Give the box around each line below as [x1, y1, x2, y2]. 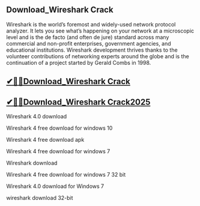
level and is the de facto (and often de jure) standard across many [6, 33, 169, 41]
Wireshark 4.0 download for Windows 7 [6, 183, 105, 190]
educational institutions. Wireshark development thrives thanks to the [6, 46, 178, 53]
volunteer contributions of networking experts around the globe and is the [6, 52, 189, 59]
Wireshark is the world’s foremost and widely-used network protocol [6, 20, 176, 28]
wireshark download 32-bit [6, 195, 73, 202]
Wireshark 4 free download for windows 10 [6, 124, 113, 132]
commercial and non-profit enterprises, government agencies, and [6, 40, 171, 47]
